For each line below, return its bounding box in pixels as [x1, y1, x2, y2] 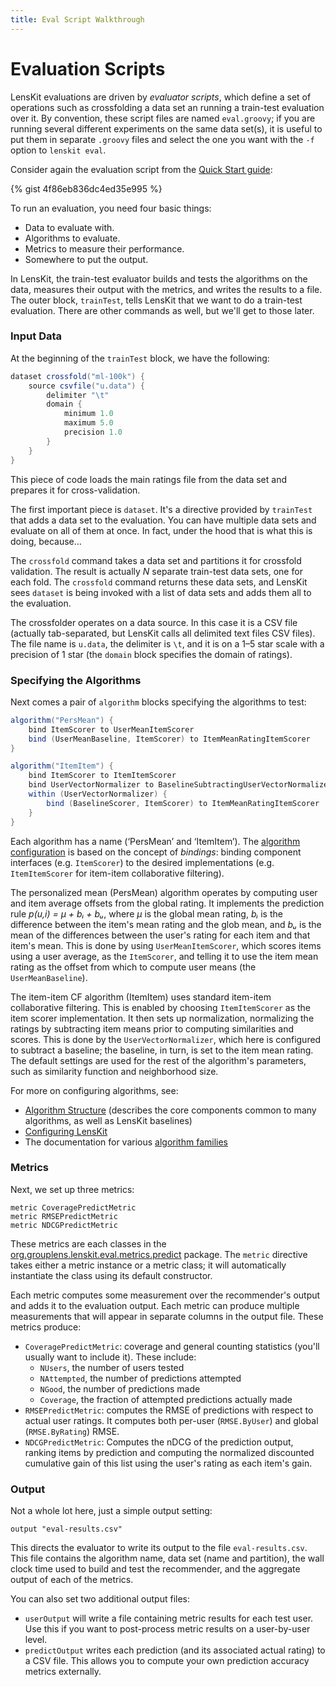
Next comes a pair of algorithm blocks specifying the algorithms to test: [10, 696, 307, 708]
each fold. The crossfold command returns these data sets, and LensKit [10, 576, 308, 588]
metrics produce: [10, 1321, 82, 1333]
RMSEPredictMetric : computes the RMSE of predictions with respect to [24, 1404, 314, 1416]
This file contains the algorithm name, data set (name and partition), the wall [10, 1552, 325, 1565]
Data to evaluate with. [24, 221, 115, 233]
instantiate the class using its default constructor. [10, 1269, 213, 1281]
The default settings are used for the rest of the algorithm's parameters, [10, 1054, 307, 1066]
